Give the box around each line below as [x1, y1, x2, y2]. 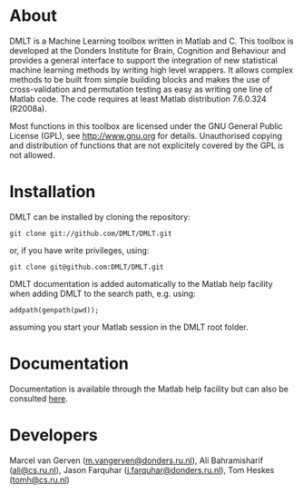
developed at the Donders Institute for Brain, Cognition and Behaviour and [9, 44, 286, 55]
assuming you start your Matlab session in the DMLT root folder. [9, 321, 249, 332]
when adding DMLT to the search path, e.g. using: [9, 288, 197, 299]
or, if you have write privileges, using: [9, 244, 150, 255]
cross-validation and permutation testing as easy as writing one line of [9, 84, 273, 94]
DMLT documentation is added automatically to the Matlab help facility [9, 278, 274, 289]
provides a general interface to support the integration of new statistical [9, 54, 279, 65]
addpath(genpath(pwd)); [9, 305, 100, 314]
